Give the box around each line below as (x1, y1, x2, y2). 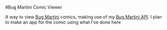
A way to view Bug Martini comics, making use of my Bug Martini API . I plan (5, 14, 162, 19)
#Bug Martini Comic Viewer (5, 4, 62, 10)
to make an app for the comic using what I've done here (5, 19, 121, 25)
